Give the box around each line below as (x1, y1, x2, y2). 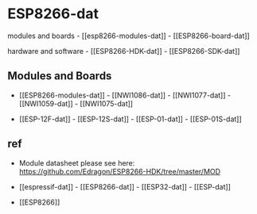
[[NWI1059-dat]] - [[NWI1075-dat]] (18, 98, 133, 108)
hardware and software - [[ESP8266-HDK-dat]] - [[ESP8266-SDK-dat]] (7, 46, 240, 55)
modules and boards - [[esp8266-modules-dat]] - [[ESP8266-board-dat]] (7, 31, 250, 40)
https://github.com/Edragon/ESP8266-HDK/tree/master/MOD (18, 166, 220, 176)
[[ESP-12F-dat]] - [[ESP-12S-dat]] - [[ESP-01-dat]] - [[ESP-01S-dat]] (18, 114, 242, 124)
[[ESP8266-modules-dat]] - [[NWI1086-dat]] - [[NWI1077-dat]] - (18, 90, 232, 100)
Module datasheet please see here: (18, 158, 135, 167)
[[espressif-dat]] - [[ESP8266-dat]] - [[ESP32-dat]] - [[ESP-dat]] (18, 182, 232, 191)
